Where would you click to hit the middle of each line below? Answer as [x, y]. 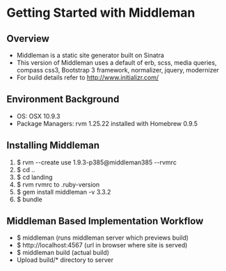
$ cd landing [34, 177]
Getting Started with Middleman [101, 13]
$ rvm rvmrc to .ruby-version [58, 184]
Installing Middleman [53, 145]
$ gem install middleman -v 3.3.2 [64, 192]
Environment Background [63, 99]
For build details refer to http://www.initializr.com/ [88, 77]
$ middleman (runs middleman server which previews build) [103, 238]
